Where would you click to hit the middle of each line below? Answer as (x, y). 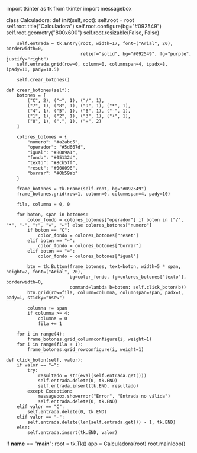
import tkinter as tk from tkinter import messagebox (69, 9)
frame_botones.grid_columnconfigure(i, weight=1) (90, 339)
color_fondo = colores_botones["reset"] (88, 235)
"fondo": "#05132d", (53, 158)
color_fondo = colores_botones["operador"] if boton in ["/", (106, 220)
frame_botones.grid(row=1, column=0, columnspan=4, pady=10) (93, 194)
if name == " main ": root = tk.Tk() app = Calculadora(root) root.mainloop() (96, 444)
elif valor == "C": (41, 407)
